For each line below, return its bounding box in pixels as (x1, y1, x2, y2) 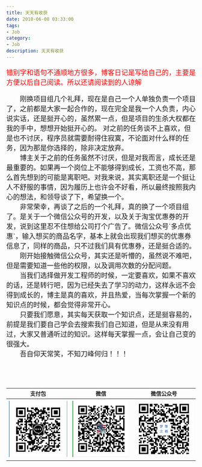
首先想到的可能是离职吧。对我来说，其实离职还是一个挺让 (13, 173, 196, 182)
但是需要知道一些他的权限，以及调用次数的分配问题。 (6, 261, 176, 270)
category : (6, 35, 31, 42)
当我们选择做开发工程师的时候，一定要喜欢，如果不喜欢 (19, 271, 196, 280)
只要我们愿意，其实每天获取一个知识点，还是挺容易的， (19, 310, 196, 319)
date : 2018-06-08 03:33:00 (6, 16, 74, 22)
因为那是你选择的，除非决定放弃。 (19, 144, 128, 152)
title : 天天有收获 (6, 10, 48, 16)
